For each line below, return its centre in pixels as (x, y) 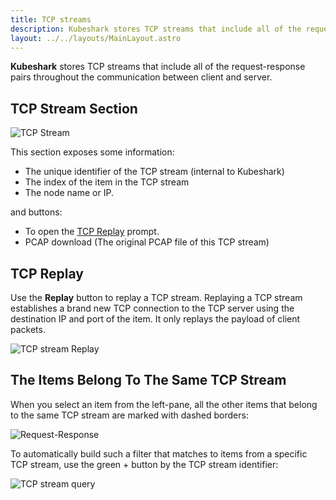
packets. (28, 329)
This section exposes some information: (92, 152)
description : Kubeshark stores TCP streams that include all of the (156, 29)
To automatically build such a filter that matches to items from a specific (159, 453)
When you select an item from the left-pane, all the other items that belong (164, 404)
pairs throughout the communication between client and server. (141, 77)
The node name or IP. (69, 193)
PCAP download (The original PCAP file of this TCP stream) (147, 242)
